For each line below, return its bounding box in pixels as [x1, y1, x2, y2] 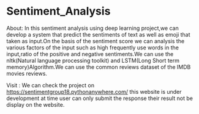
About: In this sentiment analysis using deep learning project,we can [6, 24, 179, 32]
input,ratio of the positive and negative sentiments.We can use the [6, 50, 174, 57]
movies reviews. [6, 69, 48, 77]
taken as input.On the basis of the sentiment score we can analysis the [6, 37, 185, 45]
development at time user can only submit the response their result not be [6, 94, 193, 102]
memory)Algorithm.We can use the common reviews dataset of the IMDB [6, 63, 191, 71]
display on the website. [6, 101, 65, 108]
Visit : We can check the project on [6, 81, 95, 89]
